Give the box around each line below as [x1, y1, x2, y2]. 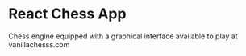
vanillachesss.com [8, 39, 70, 49]
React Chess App [8, 5, 127, 23]
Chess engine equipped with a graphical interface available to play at [8, 31, 238, 41]
